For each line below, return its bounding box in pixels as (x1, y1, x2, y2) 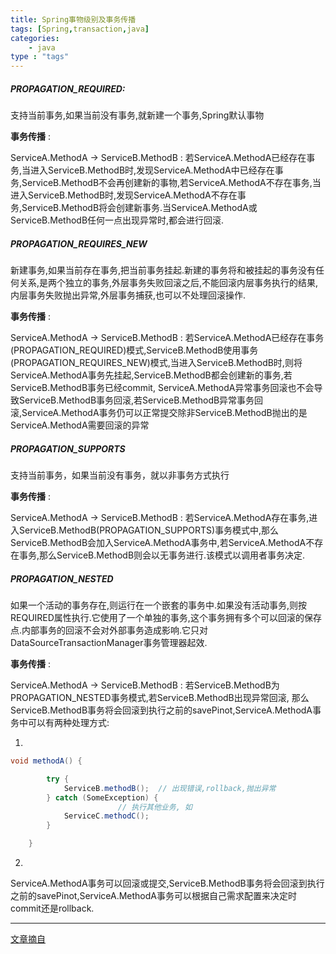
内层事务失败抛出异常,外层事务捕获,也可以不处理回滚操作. (10, 289, 247, 301)
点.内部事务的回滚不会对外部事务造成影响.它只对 (10, 624, 209, 636)
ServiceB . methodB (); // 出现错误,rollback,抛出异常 (63, 783, 277, 793)
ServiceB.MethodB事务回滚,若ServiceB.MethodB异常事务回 (18, 394, 264, 406)
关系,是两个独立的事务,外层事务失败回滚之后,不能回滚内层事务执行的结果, (18, 277, 319, 289)
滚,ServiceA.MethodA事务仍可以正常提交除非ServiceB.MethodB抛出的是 (10, 407, 308, 419)
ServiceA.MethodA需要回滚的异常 (10, 419, 150, 431)
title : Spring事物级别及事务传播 (10, 14, 137, 25)
